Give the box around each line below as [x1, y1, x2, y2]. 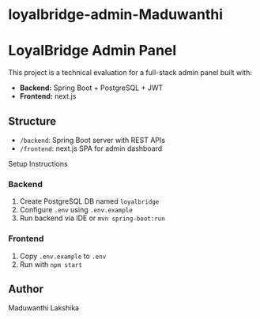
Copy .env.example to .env [19, 251, 107, 261]
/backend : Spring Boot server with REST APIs [19, 135, 166, 144]
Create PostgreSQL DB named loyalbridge [19, 197, 160, 206]
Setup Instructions [8, 159, 69, 168]
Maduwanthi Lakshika [8, 303, 80, 313]
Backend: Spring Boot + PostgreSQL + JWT [19, 83, 164, 92]
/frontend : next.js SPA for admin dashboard [19, 144, 163, 153]
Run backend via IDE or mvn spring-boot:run [19, 213, 166, 223]
